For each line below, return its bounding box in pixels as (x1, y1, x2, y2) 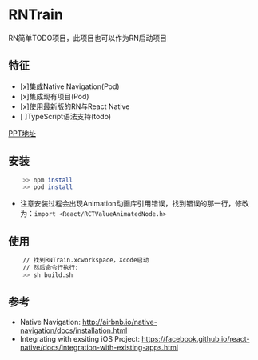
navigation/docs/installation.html (19, 326, 128, 335)
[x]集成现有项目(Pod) (19, 91, 89, 101)
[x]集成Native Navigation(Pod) (19, 82, 120, 91)
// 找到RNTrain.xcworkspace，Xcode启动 (22, 256, 149, 265)
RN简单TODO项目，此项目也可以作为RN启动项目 (8, 33, 168, 42)
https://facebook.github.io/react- (141, 334, 250, 343)
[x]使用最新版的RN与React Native (19, 102, 130, 111)
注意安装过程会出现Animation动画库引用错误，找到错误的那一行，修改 (19, 198, 249, 209)
